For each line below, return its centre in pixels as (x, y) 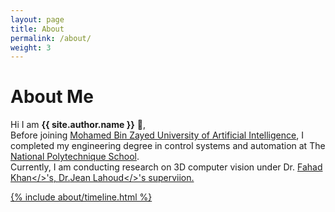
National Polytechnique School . (75, 157)
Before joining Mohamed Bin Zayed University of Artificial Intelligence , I (157, 135)
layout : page (37, 19)
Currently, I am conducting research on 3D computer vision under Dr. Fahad (166, 167)
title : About (37, 29)
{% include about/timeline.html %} (81, 197)
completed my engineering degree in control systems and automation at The (168, 146)
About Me (52, 97)
